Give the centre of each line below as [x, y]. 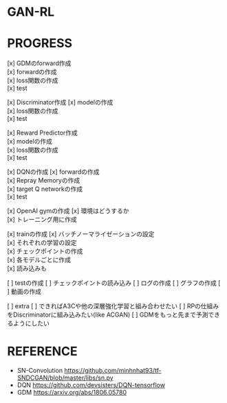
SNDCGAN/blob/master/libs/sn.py [65, 378]
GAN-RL [31, 12]
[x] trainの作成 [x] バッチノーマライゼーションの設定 [81, 234]
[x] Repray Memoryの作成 [44, 181]
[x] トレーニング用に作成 [42, 220]
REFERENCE [42, 352]
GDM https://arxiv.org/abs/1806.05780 [72, 393]
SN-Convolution [40, 371]
